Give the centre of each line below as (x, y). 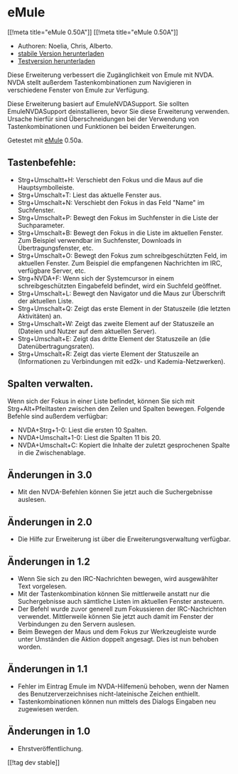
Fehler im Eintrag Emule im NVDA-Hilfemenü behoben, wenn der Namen (123, 686)
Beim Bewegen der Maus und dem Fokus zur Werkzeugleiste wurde (117, 632)
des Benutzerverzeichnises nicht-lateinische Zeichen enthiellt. (109, 694)
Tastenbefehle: (42, 163)
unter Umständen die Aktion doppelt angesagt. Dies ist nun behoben (118, 639)
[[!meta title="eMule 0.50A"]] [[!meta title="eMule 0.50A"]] (93, 32)
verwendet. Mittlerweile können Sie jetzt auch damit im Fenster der (115, 616)
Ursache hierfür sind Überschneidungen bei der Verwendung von (103, 119)
